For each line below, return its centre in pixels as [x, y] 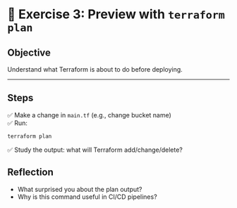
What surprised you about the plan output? [80, 189]
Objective [29, 52]
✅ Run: [18, 123]
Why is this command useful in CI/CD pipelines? [87, 197]
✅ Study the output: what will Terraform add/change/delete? [95, 150]
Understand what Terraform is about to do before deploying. [95, 69]
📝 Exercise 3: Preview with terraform [116, 14]
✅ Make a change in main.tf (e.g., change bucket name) [89, 115]
